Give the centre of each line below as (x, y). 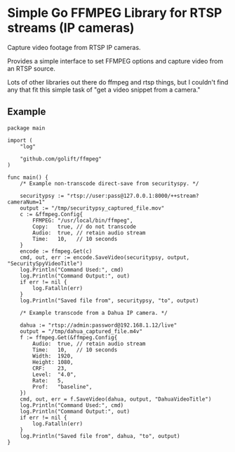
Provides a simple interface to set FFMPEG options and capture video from (115, 61)
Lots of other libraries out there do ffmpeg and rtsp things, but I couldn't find (118, 82)
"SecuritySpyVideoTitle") (45, 263)
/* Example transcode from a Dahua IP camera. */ (94, 313)
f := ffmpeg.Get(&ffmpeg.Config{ (69, 337)
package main (26, 128)
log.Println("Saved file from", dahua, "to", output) (100, 436)
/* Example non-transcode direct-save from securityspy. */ (109, 183)
